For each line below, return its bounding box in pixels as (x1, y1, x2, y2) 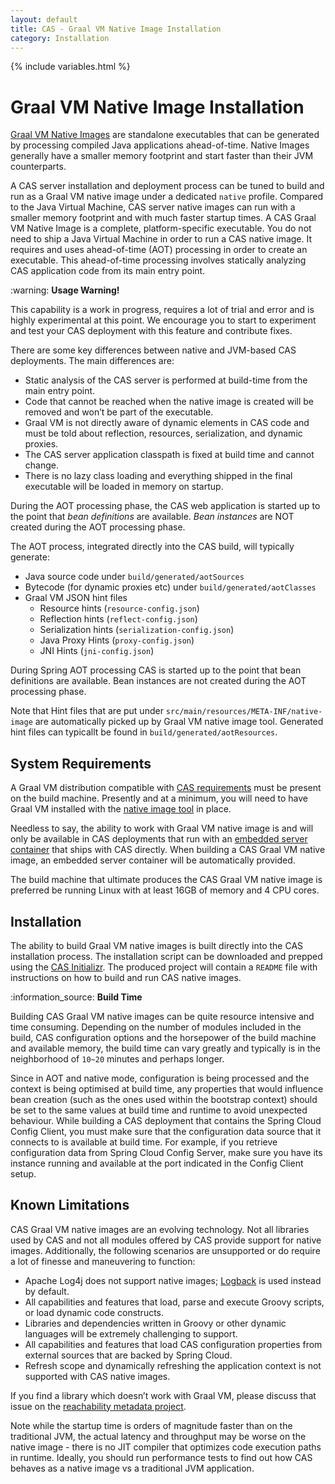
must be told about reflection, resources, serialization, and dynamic (24, 427, 303, 440)
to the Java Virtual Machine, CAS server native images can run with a (10, 201, 296, 213)
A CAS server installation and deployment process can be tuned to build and (10, 180, 325, 192)
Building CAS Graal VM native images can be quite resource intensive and (10, 1010, 315, 1022)
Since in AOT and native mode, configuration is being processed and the (10, 1072, 310, 1084)
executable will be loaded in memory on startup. (24, 481, 224, 493)
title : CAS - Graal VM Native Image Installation (10, 24, 222, 34)
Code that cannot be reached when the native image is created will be (24, 396, 314, 408)
